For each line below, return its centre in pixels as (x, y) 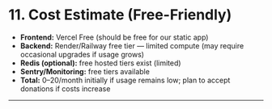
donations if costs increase (65, 88)
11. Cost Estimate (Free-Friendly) (120, 15)
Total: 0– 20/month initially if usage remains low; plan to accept (125, 80)
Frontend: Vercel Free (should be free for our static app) (114, 37)
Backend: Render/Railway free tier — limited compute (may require (132, 45)
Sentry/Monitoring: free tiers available (85, 71)
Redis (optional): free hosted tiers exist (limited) (100, 63)
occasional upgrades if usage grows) (82, 54)
